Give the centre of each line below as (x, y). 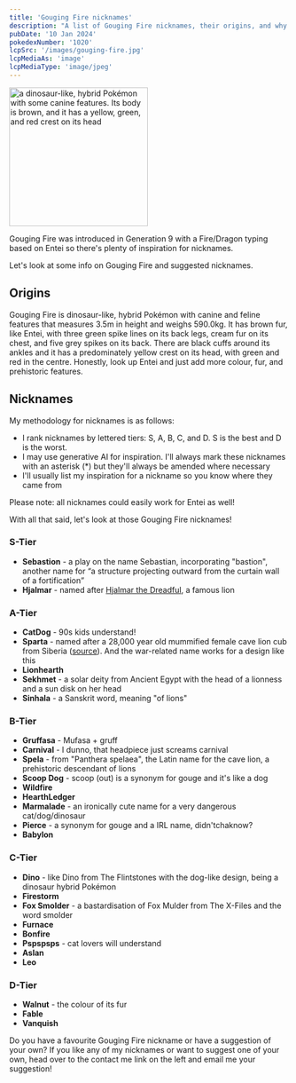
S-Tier (23, 542)
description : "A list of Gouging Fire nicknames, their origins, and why (148, 26)
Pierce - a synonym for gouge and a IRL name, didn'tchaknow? (137, 826)
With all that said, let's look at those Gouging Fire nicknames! (121, 519)
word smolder (47, 914)
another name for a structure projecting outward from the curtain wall (151, 571)
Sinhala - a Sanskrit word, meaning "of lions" (105, 699)
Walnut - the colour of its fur (74, 1004)
